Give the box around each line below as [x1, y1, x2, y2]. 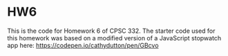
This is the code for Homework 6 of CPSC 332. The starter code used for [7, 27, 216, 35]
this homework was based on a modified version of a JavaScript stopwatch [7, 33, 222, 42]
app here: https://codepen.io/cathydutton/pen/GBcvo [7, 41, 159, 49]
